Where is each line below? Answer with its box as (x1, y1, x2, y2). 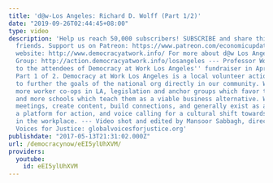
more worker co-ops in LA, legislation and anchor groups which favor (15, 87, 260, 96)
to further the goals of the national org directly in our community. (15, 79, 260, 87)
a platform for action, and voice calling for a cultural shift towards (15, 110, 267, 118)
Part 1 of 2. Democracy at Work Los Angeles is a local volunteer (15, 72, 245, 80)
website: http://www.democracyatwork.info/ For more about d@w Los (15, 49, 249, 57)
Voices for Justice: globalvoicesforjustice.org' (15, 125, 187, 133)
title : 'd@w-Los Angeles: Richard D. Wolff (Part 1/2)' (8, 11, 201, 20)
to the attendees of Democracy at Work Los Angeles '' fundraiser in (15, 65, 253, 73)
